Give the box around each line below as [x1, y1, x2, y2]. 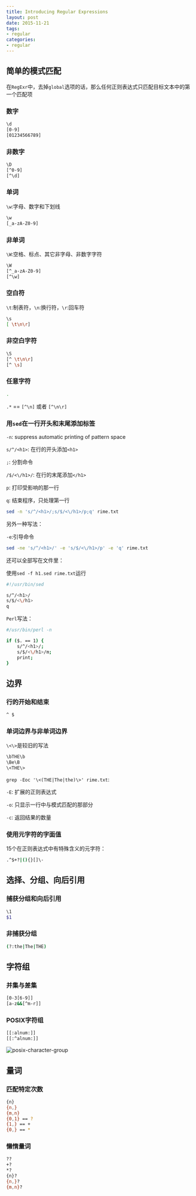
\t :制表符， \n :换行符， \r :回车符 [6, 304, 85, 311]
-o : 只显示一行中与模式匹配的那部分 [6, 801, 94, 808]
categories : [6, 37, 36, 43]
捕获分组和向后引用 [6, 895, 62, 903]
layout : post [6, 14, 39, 20]
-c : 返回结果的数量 [6, 814, 52, 821]
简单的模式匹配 [6, 66, 62, 76]
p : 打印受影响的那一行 [6, 484, 60, 491]
